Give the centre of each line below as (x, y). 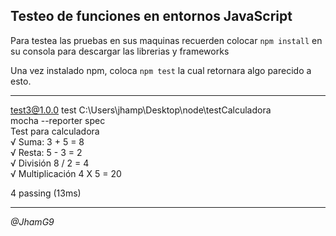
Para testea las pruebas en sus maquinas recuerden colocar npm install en (166, 40)
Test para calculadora (55, 131)
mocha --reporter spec (58, 120)
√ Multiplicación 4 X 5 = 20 (66, 173)
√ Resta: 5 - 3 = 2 (46, 152)
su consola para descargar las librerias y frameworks (120, 51)
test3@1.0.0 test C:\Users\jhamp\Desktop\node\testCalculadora (141, 110)
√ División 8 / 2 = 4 (50, 163)
